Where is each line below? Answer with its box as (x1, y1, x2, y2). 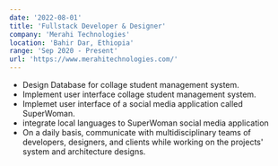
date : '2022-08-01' (9, 13, 83, 22)
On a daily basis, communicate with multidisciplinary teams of (22, 127, 251, 137)
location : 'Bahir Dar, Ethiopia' (9, 38, 135, 48)
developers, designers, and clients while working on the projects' (22, 136, 264, 147)
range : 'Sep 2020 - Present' (9, 47, 118, 56)
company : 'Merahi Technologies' (9, 30, 130, 39)
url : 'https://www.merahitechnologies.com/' (9, 55, 178, 64)
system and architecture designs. (22, 146, 146, 157)
